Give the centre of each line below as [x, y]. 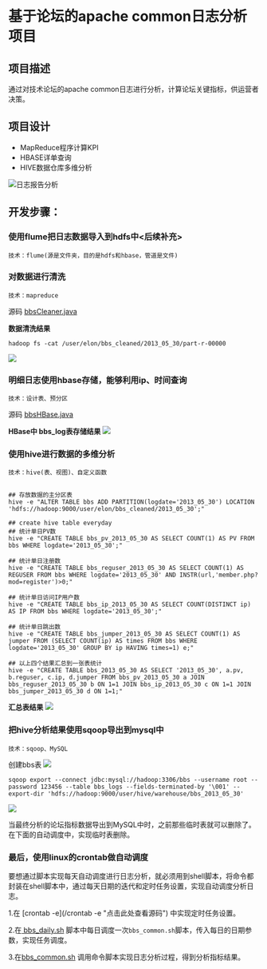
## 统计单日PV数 [32, 532]
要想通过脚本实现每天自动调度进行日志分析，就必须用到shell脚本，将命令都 [131, 875]
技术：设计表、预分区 [38, 399]
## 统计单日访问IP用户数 [44, 598]
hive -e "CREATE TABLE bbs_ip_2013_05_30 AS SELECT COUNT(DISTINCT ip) [130, 604]
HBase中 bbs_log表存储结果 [55, 432]
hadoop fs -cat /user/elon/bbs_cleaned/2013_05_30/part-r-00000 [117, 343]
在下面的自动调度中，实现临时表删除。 [71, 834]
